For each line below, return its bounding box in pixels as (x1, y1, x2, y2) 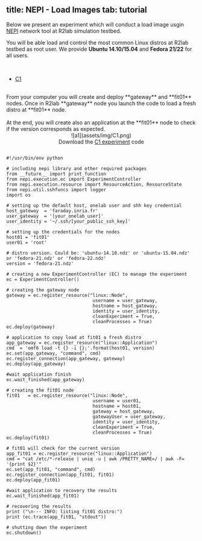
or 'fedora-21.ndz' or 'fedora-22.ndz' (6, 255, 107, 261)
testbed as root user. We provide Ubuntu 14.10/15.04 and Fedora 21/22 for (6, 45, 192, 52)
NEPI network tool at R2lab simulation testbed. (6, 27, 122, 34)
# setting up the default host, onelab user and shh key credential (6, 202, 182, 209)
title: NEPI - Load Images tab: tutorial (6, 5, 148, 15)
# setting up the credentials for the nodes (6, 229, 120, 235)
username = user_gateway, (92, 297, 158, 303)
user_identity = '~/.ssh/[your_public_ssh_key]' (6, 218, 131, 224)
